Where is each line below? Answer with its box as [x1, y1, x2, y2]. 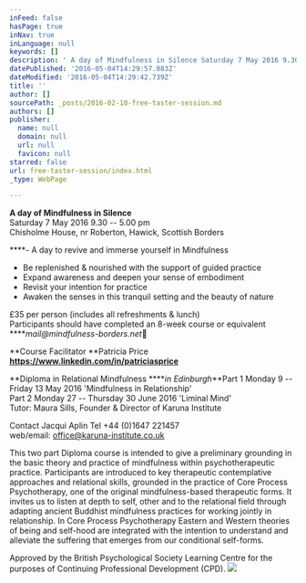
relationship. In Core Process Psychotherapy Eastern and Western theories [9, 515, 290, 526]
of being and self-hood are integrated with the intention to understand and [9, 526, 289, 536]
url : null [17, 141, 55, 150]
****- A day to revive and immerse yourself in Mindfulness [9, 245, 229, 255]
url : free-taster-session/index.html [9, 166, 153, 175]
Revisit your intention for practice [22, 282, 148, 293]
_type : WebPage [9, 174, 67, 183]
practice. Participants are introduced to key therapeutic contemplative [9, 467, 272, 478]
